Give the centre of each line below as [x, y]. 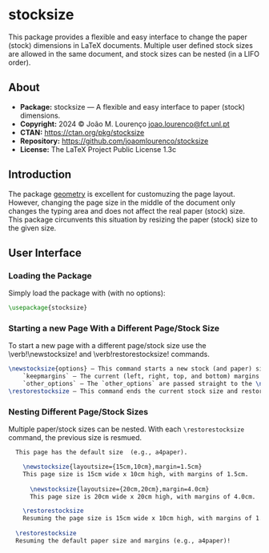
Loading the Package [50, 275]
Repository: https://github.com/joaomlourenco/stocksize [114, 141]
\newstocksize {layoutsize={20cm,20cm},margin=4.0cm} [119, 489]
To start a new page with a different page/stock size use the [107, 346]
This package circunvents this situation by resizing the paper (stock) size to [133, 219]
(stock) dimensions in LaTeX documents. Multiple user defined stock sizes [131, 45]
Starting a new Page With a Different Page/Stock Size [114, 328]
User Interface [45, 252]
